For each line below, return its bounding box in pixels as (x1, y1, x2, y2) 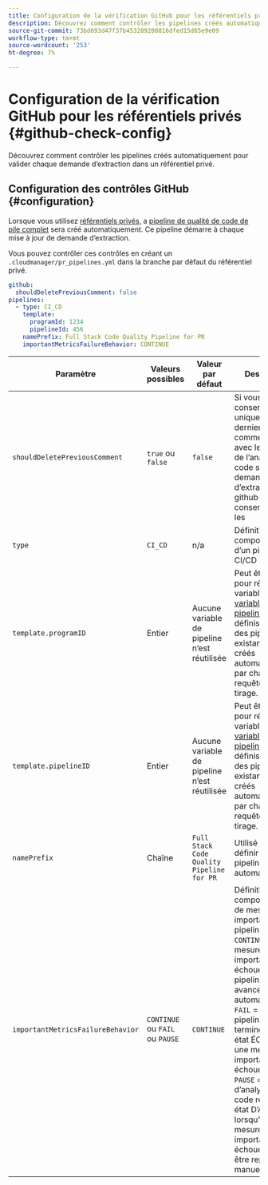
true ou (146, 447, 175, 459)
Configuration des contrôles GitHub (8, 182, 190, 196)
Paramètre (55, 368, 97, 380)
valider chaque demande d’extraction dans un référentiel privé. (8, 159, 215, 169)
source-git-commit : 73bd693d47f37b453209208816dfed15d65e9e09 (8, 26, 219, 34)
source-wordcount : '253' (8, 42, 91, 50)
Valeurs (150, 363, 181, 374)
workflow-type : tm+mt (8, 34, 81, 42)
